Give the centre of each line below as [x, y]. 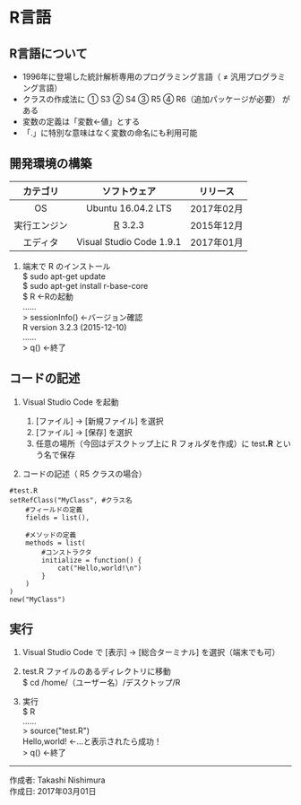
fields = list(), [58, 517]
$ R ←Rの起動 [48, 296]
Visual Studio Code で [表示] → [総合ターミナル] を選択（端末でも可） [151, 652]
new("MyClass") [38, 599]
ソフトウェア [129, 191]
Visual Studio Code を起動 [70, 402]
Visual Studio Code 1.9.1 [129, 241]
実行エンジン [41, 225]
